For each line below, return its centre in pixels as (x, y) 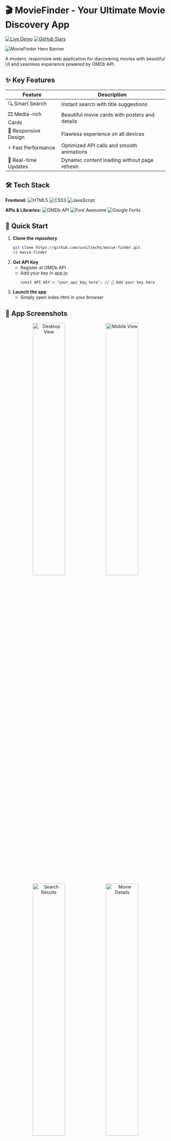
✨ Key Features (30, 80)
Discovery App (37, 25)
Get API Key (25, 262)
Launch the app (30, 292)
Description (112, 95)
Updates (18, 166)
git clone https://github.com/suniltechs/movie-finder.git (77, 248)
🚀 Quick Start (27, 226)
